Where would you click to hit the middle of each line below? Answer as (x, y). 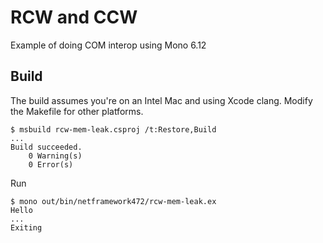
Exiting (26, 227)
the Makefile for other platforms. (77, 111)
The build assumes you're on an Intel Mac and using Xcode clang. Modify (161, 100)
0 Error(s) (51, 164)
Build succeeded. (46, 147)
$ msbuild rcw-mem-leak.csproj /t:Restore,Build (113, 129)
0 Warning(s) (55, 156)
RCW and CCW (74, 17)
